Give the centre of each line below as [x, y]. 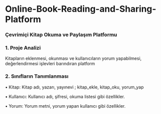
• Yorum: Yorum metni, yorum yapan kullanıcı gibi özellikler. [65, 106]
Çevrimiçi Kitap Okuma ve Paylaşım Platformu [61, 35]
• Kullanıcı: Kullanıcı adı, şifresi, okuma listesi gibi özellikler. [65, 96]
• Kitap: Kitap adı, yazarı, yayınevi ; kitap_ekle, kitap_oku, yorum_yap [75, 87]
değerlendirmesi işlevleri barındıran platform [50, 64]
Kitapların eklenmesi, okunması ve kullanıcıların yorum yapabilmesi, [73, 58]
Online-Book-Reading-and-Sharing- [81, 9]
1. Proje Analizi [23, 48]
